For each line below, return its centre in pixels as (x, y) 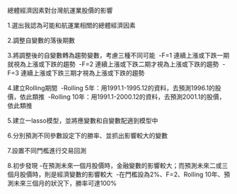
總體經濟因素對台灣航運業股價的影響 (60, 10)
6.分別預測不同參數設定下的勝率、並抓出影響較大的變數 (88, 135)
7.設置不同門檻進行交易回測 (47, 151)
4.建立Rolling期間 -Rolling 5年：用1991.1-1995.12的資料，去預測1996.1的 (111, 88)
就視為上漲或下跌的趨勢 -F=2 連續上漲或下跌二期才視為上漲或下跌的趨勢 (113, 64)
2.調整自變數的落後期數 (41, 40)
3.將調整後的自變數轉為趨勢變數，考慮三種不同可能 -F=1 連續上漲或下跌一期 (118, 55)
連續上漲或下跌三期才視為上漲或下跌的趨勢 (83, 73)
